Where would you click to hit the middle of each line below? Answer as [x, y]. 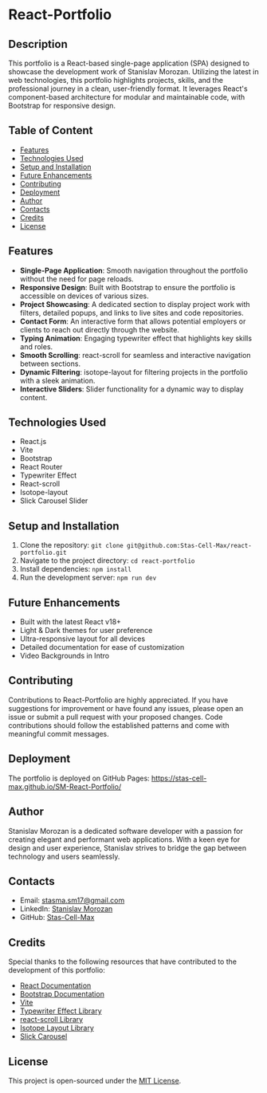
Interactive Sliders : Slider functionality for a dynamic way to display [132, 389]
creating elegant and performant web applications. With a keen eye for [124, 839]
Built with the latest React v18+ [71, 622]
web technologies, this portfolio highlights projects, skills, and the [116, 80]
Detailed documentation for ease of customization [102, 647]
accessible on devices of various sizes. [84, 296]
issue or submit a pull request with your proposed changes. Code [116, 717]
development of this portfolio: [57, 970]
